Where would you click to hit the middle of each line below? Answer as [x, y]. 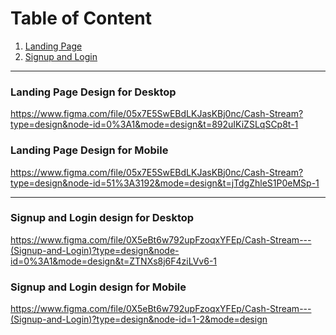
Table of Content [81, 18]
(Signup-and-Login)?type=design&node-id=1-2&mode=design [139, 319]
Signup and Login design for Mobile [98, 287]
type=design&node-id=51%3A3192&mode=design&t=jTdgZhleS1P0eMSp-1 [165, 183]
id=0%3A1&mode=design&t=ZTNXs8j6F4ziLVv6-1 [114, 261]
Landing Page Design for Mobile [89, 150]
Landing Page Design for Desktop [93, 92]
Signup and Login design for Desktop [102, 218]
